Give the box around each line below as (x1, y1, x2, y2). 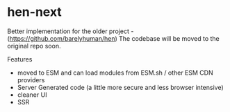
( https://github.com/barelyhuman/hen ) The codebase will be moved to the (7, 34, 220, 42)
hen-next (7, 4, 63, 20)
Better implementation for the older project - (7, 27, 134, 35)
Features (7, 55, 33, 63)
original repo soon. (7, 41, 61, 50)
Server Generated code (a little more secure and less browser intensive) (17, 83, 224, 91)
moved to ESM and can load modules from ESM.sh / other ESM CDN (17, 68, 213, 77)
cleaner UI (17, 91, 47, 99)
